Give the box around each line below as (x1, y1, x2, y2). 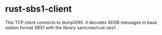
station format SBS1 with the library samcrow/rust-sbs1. (5, 24, 117, 30)
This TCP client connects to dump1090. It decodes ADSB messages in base (5, 19, 158, 25)
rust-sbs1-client (5, 3, 72, 15)
